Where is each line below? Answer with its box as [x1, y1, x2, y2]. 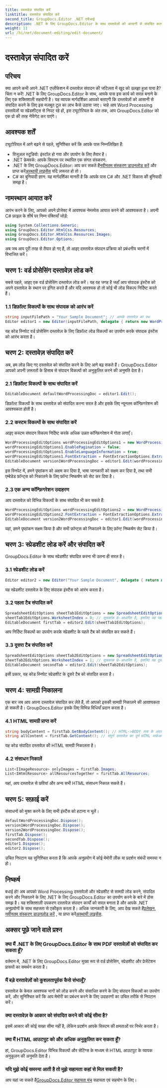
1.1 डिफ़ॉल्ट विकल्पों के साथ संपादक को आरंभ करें [5, 303, 93, 310]
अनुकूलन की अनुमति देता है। [5, 1053, 51, 1059]
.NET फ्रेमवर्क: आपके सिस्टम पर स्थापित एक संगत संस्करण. [12, 156, 107, 162]
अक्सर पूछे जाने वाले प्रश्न [5, 926, 62, 934]
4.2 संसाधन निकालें [5, 756, 42, 763]
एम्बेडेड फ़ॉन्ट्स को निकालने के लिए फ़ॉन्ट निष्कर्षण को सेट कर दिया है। [5, 473, 115, 479]
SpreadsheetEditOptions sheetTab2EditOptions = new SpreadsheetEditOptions [5, 653, 166, 658]
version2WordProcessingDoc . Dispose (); [5, 827, 85, 832]
